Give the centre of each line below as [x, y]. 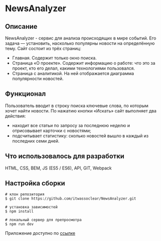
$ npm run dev [20, 224]
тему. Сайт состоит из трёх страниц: [43, 48]
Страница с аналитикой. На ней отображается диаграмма [73, 73]
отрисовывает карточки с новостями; [51, 130]
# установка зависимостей [31, 207]
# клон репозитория [25, 195]
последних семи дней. [36, 141]
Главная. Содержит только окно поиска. [54, 58]
